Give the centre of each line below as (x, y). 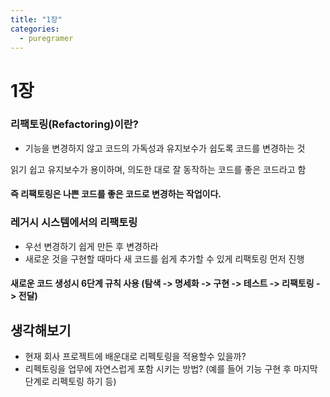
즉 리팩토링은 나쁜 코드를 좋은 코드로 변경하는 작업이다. (116, 194)
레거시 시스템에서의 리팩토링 (74, 223)
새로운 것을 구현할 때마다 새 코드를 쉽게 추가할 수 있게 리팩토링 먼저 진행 (164, 258)
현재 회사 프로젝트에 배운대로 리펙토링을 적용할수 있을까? (135, 357)
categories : (35, 29)
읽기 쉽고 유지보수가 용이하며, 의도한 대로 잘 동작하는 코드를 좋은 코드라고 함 (158, 169)
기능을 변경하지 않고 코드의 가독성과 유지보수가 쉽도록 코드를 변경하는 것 (165, 148)
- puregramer (46, 38)
